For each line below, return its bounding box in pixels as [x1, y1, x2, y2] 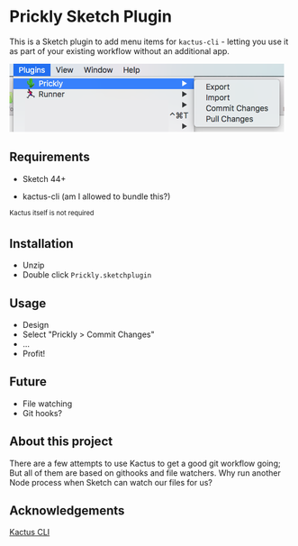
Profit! [22, 349, 46, 359]
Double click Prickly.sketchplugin [22, 269, 152, 280]
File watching [22, 398, 73, 409]
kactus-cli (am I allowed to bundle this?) [22, 191, 171, 202]
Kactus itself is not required [9, 208, 95, 217]
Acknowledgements [9, 503, 125, 519]
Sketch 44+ [22, 173, 67, 184]
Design [22, 320, 50, 331]
